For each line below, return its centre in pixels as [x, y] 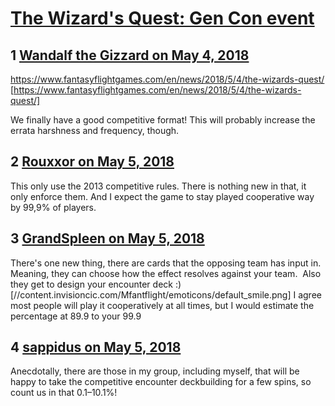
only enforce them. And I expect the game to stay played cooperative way [162, 196]
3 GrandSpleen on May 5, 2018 [107, 238]
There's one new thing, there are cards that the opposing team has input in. [166, 263]
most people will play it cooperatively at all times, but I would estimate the [162, 305]
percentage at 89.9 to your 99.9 [76, 316]
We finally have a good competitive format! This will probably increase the [163, 120]
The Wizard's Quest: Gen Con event [162, 18]
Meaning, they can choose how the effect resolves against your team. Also [166, 273]
